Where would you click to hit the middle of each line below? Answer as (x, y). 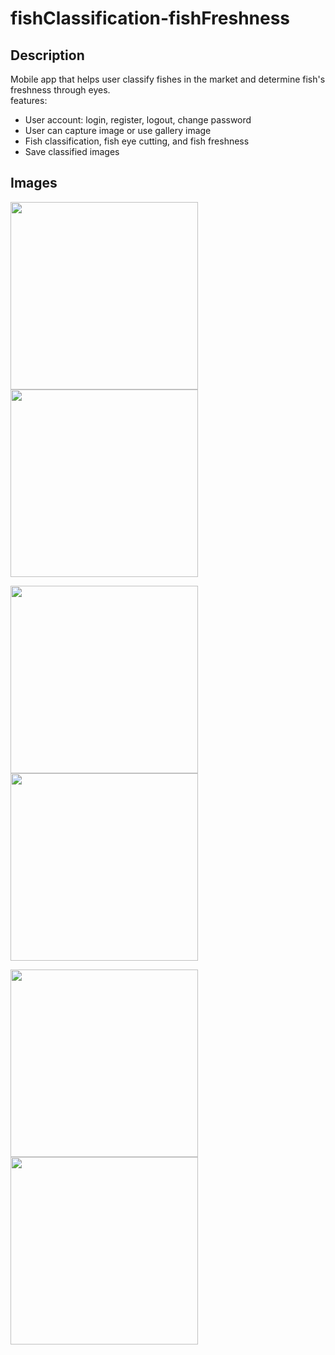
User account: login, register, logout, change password (138, 120)
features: (29, 100)
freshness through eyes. (60, 90)
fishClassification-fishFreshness (150, 18)
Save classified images (72, 151)
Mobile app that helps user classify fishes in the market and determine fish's (168, 79)
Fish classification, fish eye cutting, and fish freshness (137, 141)
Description (47, 55)
